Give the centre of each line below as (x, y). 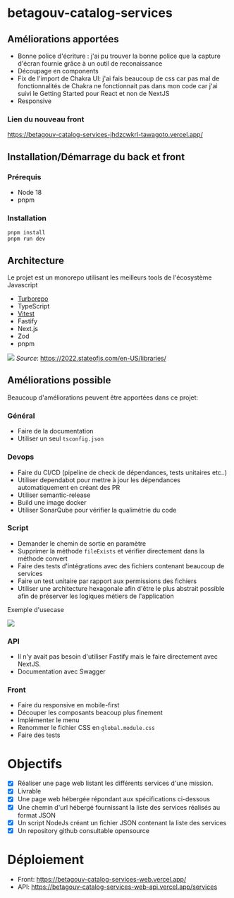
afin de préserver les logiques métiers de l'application (96, 596)
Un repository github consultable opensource (84, 830)
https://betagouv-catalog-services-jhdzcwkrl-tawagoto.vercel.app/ (105, 135)
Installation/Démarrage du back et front (96, 157)
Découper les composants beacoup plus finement (90, 713)
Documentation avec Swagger (61, 671)
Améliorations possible (59, 380)
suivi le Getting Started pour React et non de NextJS (93, 94)
